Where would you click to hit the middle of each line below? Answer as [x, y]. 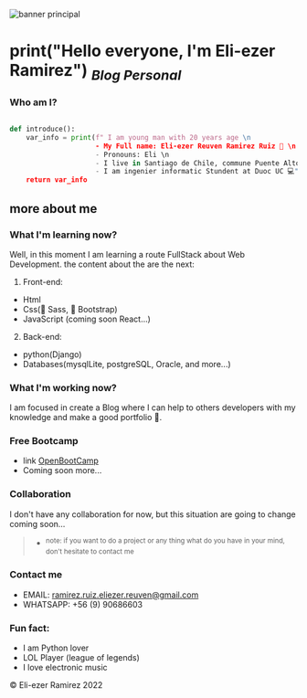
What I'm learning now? [64, 235]
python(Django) [52, 354]
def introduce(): [42, 129]
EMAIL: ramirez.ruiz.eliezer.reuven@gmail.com [111, 595]
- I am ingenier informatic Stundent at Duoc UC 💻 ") [199, 172]
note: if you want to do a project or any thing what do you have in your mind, [165, 540]
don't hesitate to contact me [90, 552]
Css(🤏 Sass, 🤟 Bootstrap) [70, 309]
